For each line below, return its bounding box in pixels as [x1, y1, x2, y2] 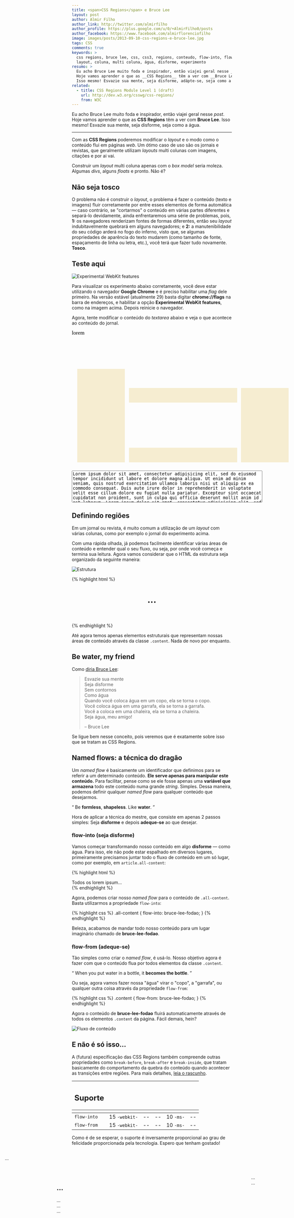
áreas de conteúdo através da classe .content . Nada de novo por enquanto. [72, 638, 231, 644]
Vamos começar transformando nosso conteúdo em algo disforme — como [72, 843, 231, 849]
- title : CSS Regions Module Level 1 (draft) [76, 87, 175, 93]
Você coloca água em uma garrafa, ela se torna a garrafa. [84, 703, 205, 709]
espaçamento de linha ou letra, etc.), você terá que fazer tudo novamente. [72, 240, 227, 246]
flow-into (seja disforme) [72, 832, 135, 839]
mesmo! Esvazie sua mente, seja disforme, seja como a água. [72, 122, 201, 128]
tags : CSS [72, 41, 93, 46]
